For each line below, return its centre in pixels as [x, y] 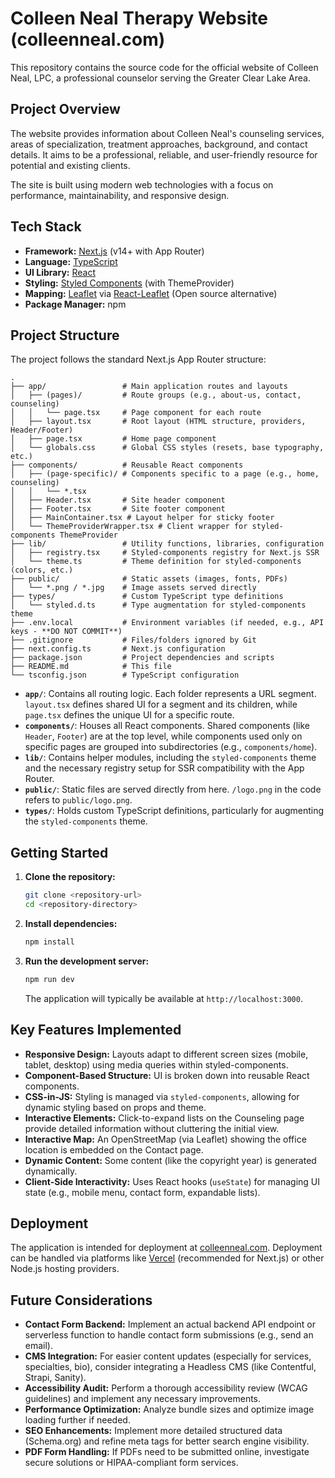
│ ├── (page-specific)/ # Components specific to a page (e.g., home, [165, 474]
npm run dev [49, 979]
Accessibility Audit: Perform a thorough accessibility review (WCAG [166, 1388]
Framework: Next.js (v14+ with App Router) [114, 251]
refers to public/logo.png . [78, 800]
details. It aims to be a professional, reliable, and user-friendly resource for [164, 154]
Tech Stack [46, 227]
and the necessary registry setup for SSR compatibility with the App [164, 768]
